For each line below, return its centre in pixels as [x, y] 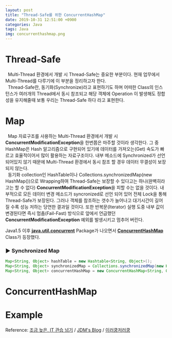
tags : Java [17, 29]
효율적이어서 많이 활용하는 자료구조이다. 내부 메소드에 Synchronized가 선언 [90, 155]
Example [24, 315]
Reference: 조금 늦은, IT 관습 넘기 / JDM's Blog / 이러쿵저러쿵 [68, 330]
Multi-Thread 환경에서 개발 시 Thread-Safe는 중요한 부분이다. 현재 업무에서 [84, 74]
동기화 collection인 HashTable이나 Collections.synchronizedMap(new [80, 174]
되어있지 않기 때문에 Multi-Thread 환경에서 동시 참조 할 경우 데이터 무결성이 [81, 162]
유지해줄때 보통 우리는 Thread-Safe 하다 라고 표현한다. [70, 100]
